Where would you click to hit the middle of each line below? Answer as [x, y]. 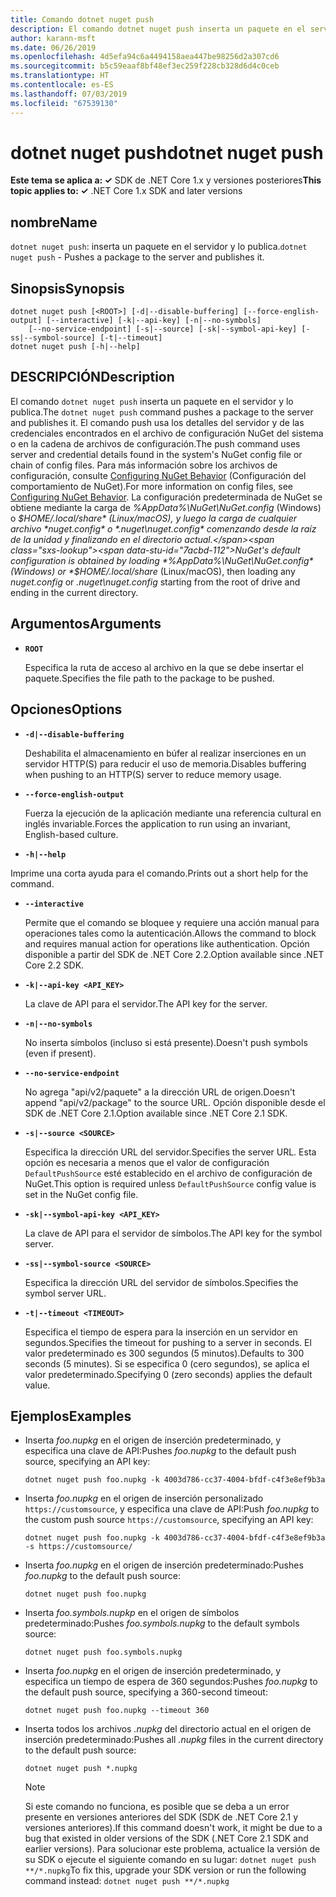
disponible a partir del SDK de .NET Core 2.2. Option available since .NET [174, 954]
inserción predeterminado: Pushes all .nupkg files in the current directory [174, 1740]
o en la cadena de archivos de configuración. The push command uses [155, 443]
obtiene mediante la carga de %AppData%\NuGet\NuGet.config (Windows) [166, 507]
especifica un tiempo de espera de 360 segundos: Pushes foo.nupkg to [171, 1682]
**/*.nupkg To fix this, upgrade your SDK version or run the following [165, 1870]
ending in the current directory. [74, 592]
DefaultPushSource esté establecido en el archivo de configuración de [168, 1173]
